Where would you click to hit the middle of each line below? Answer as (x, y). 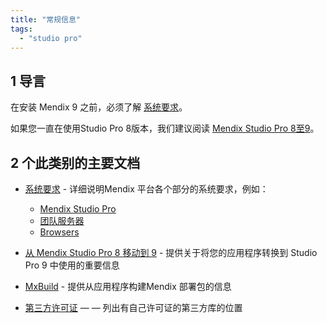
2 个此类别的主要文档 (75, 162)
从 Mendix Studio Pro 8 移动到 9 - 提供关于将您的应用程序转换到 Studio (171, 252)
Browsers (59, 232)
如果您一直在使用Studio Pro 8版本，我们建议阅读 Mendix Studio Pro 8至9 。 (165, 128)
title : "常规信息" (46, 19)
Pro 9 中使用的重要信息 (72, 265)
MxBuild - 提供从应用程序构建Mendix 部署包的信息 (128, 286)
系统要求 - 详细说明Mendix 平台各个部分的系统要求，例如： (146, 189)
